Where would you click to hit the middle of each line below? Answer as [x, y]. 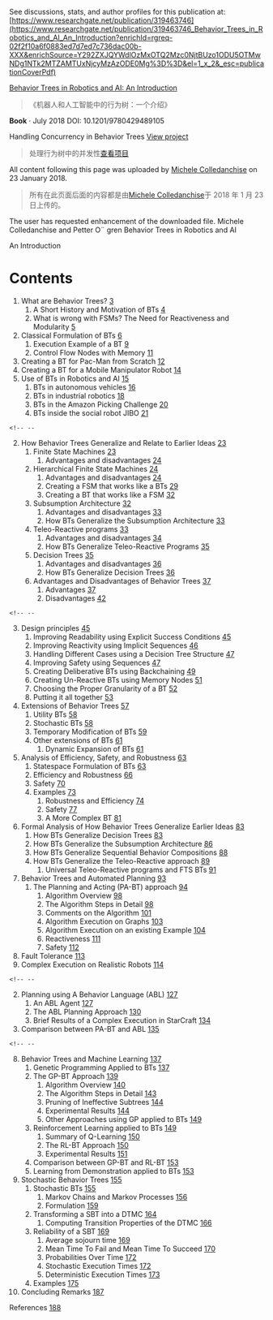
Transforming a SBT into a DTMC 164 [95, 1214]
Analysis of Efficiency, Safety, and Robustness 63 [104, 757]
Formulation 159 [72, 1206]
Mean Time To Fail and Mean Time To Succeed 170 [130, 1249]
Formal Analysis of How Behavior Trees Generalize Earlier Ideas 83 [133, 826]
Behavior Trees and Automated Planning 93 [94, 878]
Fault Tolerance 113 [53, 955]
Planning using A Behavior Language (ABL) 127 [99, 994]
